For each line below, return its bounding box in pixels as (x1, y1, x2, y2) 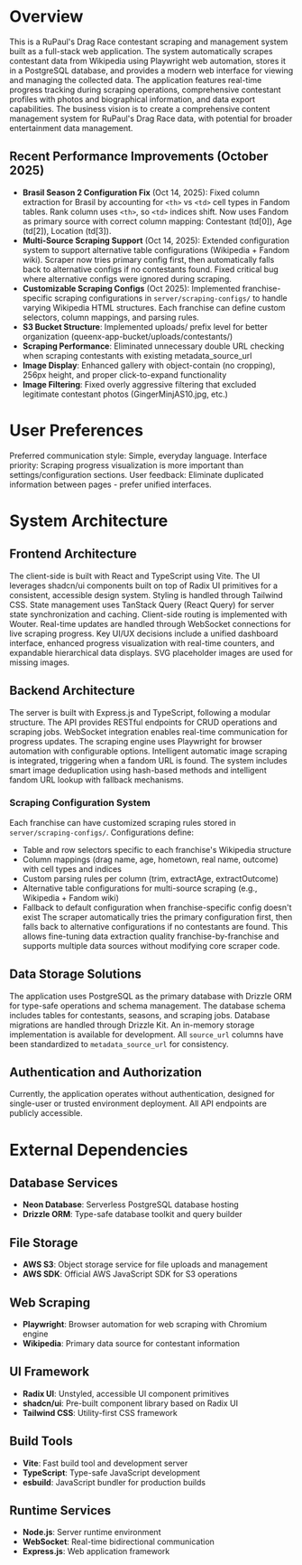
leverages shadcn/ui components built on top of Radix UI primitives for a (9, 580, 278, 591)
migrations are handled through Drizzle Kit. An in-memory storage (9, 1019, 255, 1030)
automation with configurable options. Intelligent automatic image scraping (9, 745, 288, 756)
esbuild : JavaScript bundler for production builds (22, 1476, 206, 1487)
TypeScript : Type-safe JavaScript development (22, 1467, 201, 1478)
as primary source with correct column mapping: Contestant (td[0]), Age (22, 215, 293, 227)
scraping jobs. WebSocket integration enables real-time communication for (9, 726, 288, 737)
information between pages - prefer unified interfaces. (9, 479, 212, 490)
